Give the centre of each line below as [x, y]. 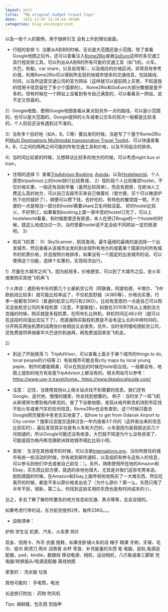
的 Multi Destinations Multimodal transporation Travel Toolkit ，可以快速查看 [82, 140]
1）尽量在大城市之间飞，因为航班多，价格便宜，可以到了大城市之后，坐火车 [83, 271]
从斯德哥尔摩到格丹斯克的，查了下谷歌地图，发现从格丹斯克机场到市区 [85, 403]
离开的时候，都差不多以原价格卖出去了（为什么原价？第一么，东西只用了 [87, 482]
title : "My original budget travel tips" [50, 15]
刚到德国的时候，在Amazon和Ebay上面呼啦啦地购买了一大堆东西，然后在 [88, 476]
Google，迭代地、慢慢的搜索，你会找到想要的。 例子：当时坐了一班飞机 [87, 396]
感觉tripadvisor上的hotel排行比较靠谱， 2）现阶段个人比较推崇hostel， [85, 181]
